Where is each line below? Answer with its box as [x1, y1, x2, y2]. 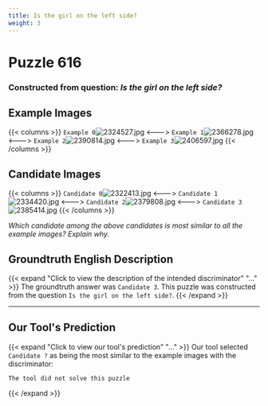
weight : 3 [8, 19, 41, 27]
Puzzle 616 [8, 53, 82, 72]
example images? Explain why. [8, 229, 110, 239]
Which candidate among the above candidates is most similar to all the [8, 221, 243, 231]
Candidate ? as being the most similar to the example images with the [8, 350, 237, 360]
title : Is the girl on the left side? [8, 11, 137, 20]
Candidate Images [8, 167, 101, 181]
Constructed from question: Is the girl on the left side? [8, 81, 223, 92]
